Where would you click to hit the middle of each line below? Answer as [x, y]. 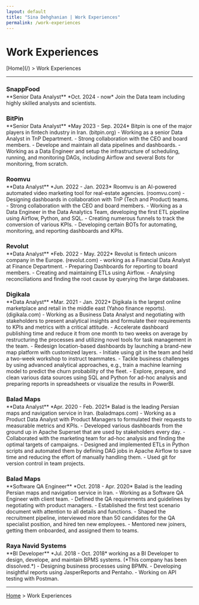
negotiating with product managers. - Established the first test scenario [93, 505]
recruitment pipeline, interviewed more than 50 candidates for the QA [91, 518]
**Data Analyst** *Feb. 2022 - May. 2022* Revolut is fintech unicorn [92, 254]
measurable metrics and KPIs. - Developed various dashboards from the [94, 425]
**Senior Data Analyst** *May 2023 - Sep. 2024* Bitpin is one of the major [99, 126]
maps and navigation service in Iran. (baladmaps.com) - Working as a [91, 413]
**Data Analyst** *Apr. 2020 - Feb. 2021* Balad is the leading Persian [93, 406]
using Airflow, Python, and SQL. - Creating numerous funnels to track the [95, 218]
